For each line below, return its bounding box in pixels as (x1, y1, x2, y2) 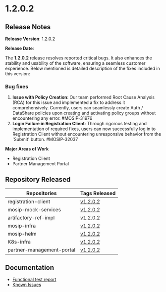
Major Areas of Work (5, 146, 49, 152)
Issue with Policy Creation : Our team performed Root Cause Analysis (12, 95, 155, 100)
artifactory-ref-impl (7, 214, 55, 221)
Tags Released (80, 190, 116, 197)
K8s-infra (7, 239, 31, 245)
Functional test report (12, 276, 56, 282)
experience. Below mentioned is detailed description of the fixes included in (5, 65, 160, 71)
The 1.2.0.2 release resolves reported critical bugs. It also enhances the (5, 55, 152, 61)
